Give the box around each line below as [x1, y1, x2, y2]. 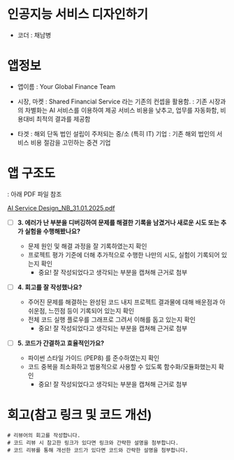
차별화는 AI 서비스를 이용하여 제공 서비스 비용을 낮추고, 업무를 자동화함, [24, 106, 219, 114]
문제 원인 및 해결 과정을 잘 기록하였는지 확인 [27, 242, 147, 250]
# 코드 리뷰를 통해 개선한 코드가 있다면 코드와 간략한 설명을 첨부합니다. [7, 447, 189, 454]
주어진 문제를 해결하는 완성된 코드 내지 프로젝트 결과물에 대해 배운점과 [27, 298, 219, 306]
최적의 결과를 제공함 [36, 115, 91, 123]
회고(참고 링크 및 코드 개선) [7, 407, 152, 423]
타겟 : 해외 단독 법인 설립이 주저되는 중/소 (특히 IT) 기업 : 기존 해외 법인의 [17, 129, 215, 138]
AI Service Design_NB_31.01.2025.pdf [7, 203, 115, 212]
